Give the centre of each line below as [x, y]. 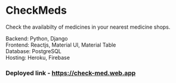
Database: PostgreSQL [34, 51]
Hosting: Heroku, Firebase [38, 57]
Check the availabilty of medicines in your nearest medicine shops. [88, 27]
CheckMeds [36, 10]
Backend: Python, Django [37, 38]
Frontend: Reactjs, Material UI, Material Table [61, 45]
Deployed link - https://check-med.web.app [71, 73]
